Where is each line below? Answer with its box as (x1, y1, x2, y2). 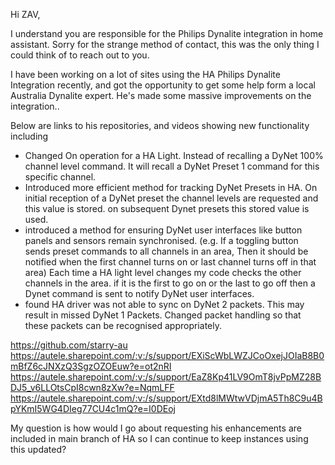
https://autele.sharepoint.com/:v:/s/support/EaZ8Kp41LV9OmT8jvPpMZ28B (10, 371, 322, 383)
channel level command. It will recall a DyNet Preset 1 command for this (24, 160, 320, 172)
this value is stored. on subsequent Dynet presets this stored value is (24, 203, 310, 214)
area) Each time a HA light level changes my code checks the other (24, 267, 302, 278)
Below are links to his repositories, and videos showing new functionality (10, 120, 310, 131)
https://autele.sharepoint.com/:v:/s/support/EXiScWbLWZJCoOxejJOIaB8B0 (10, 350, 325, 361)
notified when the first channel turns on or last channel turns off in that (24, 256, 317, 268)
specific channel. (24, 171, 97, 183)
